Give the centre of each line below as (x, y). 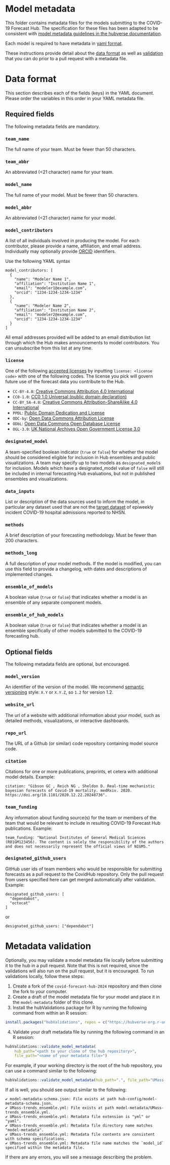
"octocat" (20, 903)
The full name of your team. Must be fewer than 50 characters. (71, 149)
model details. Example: (30, 777)
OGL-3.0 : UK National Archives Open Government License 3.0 (76, 429)
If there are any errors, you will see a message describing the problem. (79, 1157)
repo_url (16, 733)
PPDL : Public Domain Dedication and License (58, 413)
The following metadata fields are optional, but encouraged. (68, 664)
